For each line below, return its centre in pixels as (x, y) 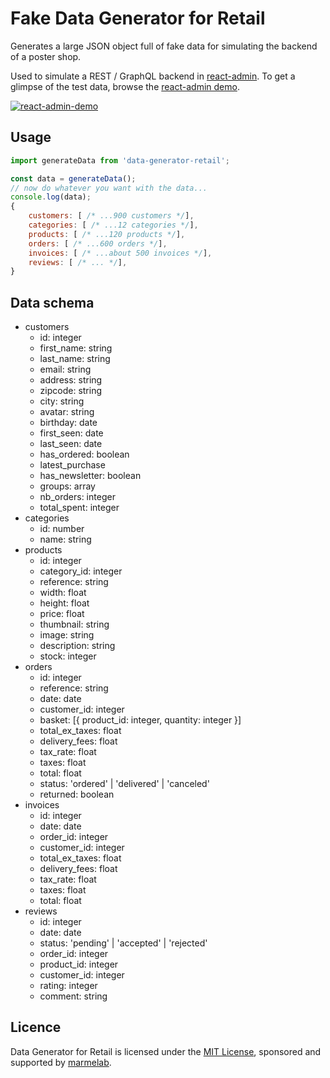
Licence (36, 1027)
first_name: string (76, 348)
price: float (62, 614)
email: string (65, 369)
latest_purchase (72, 465)
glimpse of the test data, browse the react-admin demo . (125, 86)
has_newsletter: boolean (90, 476)
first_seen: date (71, 433)
